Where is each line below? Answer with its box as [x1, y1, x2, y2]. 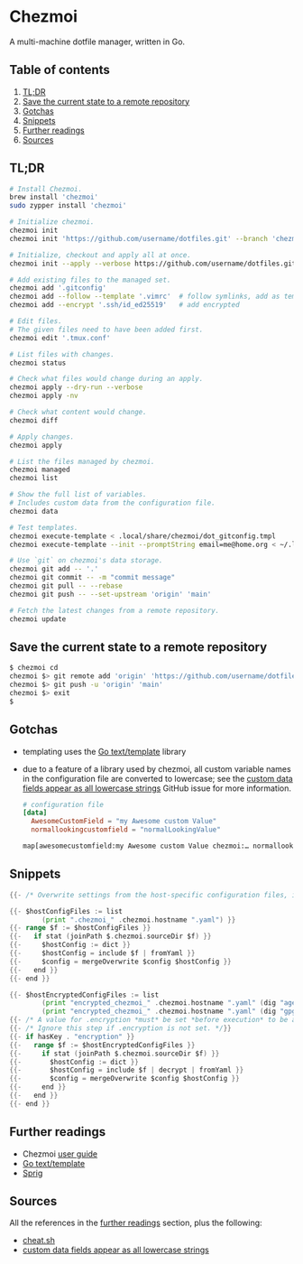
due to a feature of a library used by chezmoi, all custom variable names [22, 763, 291, 774]
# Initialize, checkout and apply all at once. [9, 250, 192, 259]
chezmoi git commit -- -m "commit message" [9, 573, 176, 582]
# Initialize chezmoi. [9, 218, 95, 227]
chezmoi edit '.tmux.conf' [9, 333, 111, 342]
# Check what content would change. [9, 408, 147, 417]
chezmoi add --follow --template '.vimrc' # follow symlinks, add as [9, 292, 280, 302]
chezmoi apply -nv [9, 391, 78, 401]
